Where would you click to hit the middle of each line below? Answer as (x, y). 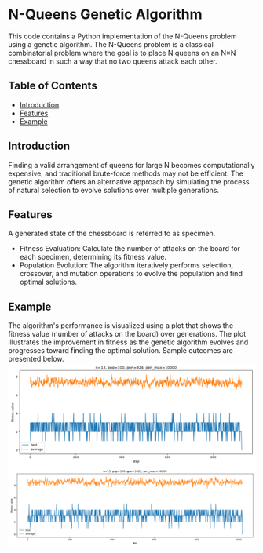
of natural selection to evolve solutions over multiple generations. (114, 190)
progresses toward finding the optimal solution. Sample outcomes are (121, 351)
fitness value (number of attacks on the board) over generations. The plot (127, 334)
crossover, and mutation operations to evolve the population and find (131, 274)
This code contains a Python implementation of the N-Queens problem (122, 36)
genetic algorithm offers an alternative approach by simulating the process (129, 181)
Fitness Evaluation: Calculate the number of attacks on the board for (130, 249)
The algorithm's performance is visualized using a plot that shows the (121, 326)
